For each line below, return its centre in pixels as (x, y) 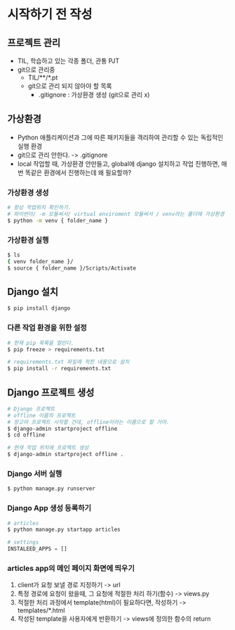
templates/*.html (41, 610)
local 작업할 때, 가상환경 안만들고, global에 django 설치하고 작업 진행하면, (119, 163)
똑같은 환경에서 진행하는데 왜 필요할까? (78, 172)
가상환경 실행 (28, 240)
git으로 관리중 (36, 70)
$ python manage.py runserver (52, 489)
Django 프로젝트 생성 (51, 392)
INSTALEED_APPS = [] (38, 549)
